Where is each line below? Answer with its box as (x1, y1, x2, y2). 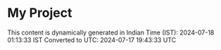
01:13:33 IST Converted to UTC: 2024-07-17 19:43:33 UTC (7, 35, 177, 44)
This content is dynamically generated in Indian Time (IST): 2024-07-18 (7, 28, 215, 37)
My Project (7, 5, 72, 21)
